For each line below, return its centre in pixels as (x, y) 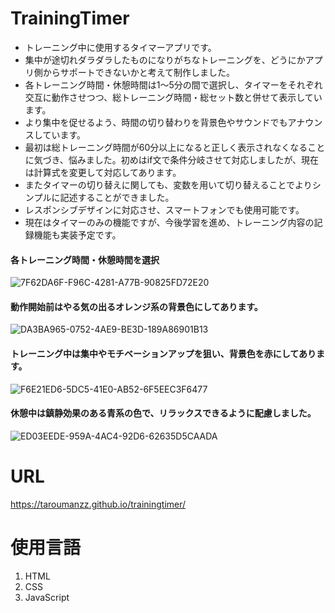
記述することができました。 (117, 197)
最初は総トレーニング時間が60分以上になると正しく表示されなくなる (166, 147)
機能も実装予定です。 (77, 234)
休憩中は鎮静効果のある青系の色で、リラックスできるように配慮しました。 (163, 413)
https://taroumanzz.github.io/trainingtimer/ (98, 504)
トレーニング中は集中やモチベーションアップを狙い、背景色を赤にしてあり (163, 353)
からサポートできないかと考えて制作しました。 (139, 72)
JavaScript (47, 597)
